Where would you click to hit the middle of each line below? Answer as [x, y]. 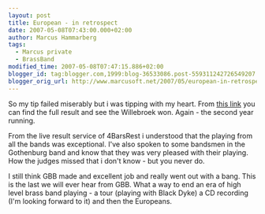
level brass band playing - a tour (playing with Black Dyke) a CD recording [128, 193]
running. [22, 120]
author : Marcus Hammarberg [52, 37]
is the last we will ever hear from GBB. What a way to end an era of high [125, 184]
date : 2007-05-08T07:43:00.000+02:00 [70, 30]
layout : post [30, 15]
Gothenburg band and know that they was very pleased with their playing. [128, 152]
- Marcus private [44, 52]
